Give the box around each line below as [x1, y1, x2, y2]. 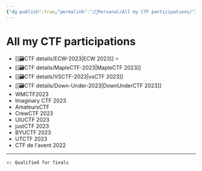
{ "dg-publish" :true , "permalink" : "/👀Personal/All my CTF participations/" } [6, 8, 198, 15]
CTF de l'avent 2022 [14, 142, 66, 149]
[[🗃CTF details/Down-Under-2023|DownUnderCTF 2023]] [14, 82, 162, 89]
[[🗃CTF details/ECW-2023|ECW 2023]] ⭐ [14, 55, 119, 62]
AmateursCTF [14, 103, 50, 110]
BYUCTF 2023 [14, 128, 51, 136]
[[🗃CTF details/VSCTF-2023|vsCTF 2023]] [14, 73, 123, 80]
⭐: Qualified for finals [6, 160, 69, 166]
